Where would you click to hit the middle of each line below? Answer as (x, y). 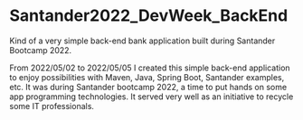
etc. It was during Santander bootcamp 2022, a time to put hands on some (148, 87)
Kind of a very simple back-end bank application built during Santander (142, 41)
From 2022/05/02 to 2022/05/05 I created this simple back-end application (150, 68)
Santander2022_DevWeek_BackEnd (149, 16)
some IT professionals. (52, 106)
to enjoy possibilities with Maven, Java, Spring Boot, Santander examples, (147, 77)
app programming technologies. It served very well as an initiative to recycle (151, 97)
